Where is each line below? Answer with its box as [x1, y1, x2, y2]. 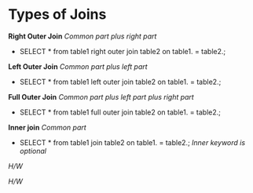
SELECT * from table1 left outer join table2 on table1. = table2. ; [19, 77, 222, 86]
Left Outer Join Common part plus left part [8, 61, 148, 71]
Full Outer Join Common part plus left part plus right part [8, 92, 194, 101]
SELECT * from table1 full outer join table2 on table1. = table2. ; [19, 107, 222, 117]
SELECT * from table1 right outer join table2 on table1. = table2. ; [19, 46, 226, 56]
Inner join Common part [8, 122, 86, 132]
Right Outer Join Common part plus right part [8, 31, 157, 41]
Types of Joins [8, 5, 107, 24]
